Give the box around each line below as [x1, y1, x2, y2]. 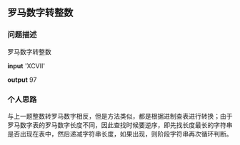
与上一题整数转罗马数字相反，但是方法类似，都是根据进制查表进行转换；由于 [7, 112, 233, 120]
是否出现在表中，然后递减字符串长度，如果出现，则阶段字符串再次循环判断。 [7, 129, 233, 138]
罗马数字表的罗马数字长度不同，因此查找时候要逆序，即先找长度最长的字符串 [7, 120, 233, 129]
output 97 [7, 75, 37, 84]
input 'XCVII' [7, 61, 45, 70]
